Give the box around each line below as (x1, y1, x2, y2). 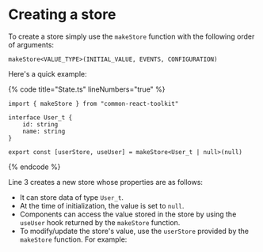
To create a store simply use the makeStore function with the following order (8, 32, 255, 41)
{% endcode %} (8, 162, 61, 171)
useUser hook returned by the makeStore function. (19, 217, 181, 227)
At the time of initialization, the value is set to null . (19, 201, 185, 210)
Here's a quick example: (8, 69, 87, 78)
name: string (22, 127, 66, 135)
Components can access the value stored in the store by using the (19, 209, 237, 219)
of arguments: (8, 39, 54, 49)
